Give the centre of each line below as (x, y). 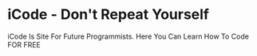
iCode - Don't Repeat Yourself (108, 15)
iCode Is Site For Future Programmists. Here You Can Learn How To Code (128, 36)
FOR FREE (24, 44)
